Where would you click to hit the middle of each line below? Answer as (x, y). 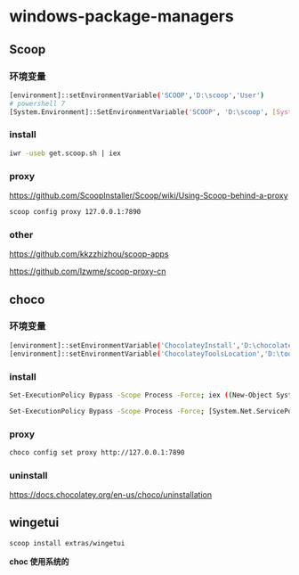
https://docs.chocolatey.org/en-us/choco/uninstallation (110, 495)
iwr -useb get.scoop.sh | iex (65, 153)
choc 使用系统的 (39, 561)
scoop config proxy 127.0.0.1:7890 (75, 211)
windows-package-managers (121, 16)
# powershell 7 (37, 103)
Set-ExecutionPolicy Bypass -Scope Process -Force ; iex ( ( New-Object (141, 395)
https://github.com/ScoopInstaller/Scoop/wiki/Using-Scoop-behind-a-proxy (149, 195)
